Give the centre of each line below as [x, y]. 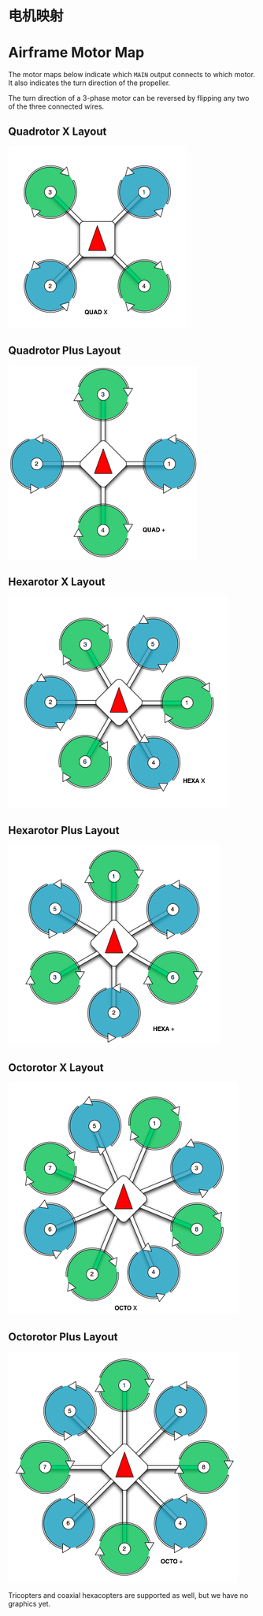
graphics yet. [30, 1604]
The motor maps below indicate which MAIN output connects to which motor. [132, 75]
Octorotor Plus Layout [63, 1337]
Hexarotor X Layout [57, 582]
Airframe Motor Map [76, 53]
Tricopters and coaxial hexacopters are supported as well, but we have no [128, 1595]
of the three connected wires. [56, 106]
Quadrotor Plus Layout [65, 351]
